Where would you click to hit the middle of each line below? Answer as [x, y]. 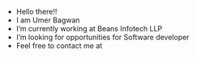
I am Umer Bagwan [48, 20]
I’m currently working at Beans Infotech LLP [89, 28]
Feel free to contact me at [59, 46]
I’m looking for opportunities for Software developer [103, 37]
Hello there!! [36, 12]
